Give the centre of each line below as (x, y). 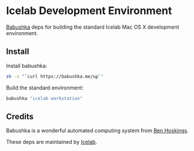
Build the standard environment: (45, 87)
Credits (20, 116)
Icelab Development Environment (89, 11)
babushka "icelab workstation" (44, 98)
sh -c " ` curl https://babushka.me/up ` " (55, 76)
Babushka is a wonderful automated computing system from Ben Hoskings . (98, 131)
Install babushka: (27, 66)
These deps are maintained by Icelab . (52, 142)
